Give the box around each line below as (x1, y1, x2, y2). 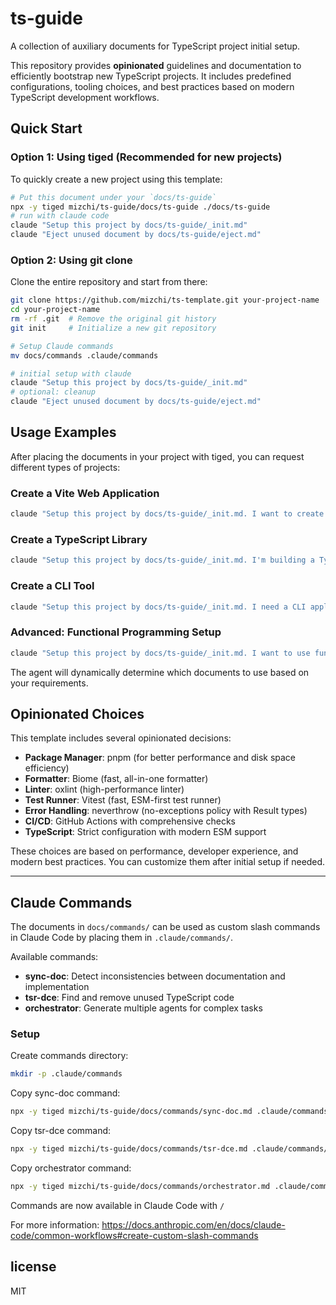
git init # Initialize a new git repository (10, 323, 217, 333)
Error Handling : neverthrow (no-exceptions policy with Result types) (24, 805, 308, 817)
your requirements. (10, 677, 89, 689)
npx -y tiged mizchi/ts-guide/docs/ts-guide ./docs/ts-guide (10, 202, 271, 212)
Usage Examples (10, 424, 117, 441)
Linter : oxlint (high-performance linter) (24, 783, 185, 796)
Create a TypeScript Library (10, 532, 148, 546)
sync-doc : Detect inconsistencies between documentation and (24, 970, 286, 982)
